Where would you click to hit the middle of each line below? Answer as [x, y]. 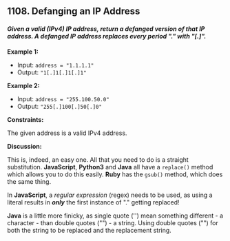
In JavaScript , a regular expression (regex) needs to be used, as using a [110, 195]
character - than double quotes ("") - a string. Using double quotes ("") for [113, 222]
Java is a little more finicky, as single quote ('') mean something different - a [115, 216]
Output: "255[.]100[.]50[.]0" [59, 106]
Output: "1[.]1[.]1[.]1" [52, 72]
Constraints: [25, 119]
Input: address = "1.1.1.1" [55, 65]
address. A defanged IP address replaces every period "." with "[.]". [107, 36]
